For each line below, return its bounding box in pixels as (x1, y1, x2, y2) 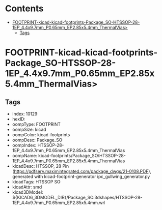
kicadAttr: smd (12, 184, 42, 190)
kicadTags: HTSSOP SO (12, 179, 60, 184)
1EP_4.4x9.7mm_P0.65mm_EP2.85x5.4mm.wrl (12, 200, 106, 206)
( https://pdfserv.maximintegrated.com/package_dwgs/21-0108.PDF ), (12, 168, 151, 174)
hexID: (12, 116, 26, 122)
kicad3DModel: (12, 189, 43, 195)
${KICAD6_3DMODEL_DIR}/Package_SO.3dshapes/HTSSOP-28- (12, 194, 142, 200)
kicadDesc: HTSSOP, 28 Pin (12, 163, 69, 169)
